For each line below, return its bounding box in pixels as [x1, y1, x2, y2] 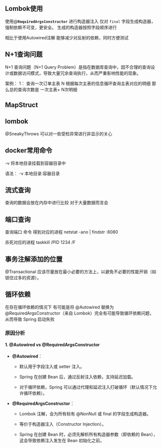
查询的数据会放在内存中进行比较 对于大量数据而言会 [5, 200, 108, 206]
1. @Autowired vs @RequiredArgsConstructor [5, 342, 100, 348]
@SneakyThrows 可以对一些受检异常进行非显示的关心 [5, 130, 113, 137]
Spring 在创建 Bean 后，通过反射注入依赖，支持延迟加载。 [19, 374, 136, 380]
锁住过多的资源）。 [5, 275, 41, 281]
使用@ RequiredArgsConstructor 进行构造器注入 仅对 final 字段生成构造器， [5, 18, 156, 24]
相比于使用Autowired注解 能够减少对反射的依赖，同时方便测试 [5, 34, 129, 40]
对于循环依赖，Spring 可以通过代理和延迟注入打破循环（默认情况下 [19, 384, 153, 390]
